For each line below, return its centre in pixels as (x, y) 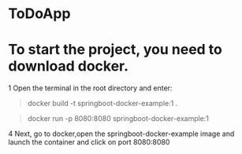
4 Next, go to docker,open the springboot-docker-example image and (121, 134)
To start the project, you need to (115, 50)
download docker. (68, 66)
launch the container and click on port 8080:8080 (89, 142)
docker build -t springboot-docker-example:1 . (102, 104)
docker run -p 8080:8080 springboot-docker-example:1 (118, 119)
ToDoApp (39, 14)
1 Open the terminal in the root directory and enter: (90, 88)
